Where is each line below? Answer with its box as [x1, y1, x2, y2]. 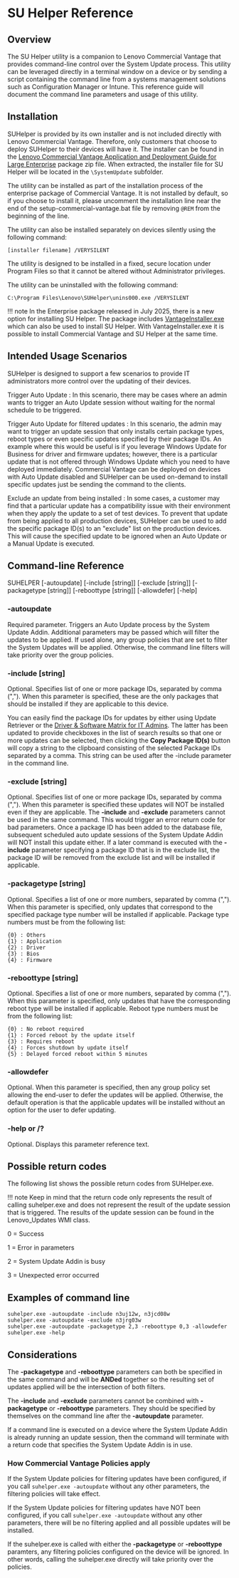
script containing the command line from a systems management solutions [7, 75, 226, 83]
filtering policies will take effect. [7, 1490, 101, 1498]
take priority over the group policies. [7, 650, 114, 659]
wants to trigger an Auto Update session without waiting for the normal [7, 398, 216, 407]
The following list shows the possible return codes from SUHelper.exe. [7, 1179, 214, 1188]
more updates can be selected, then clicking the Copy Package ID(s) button [7, 736, 231, 745]
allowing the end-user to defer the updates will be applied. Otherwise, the [7, 1091, 223, 1099]
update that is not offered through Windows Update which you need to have [7, 457, 230, 466]
